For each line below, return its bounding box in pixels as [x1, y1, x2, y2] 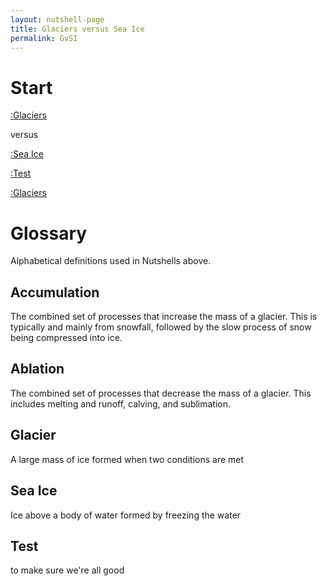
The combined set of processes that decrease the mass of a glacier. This [10, 387, 312, 399]
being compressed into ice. [10, 332, 123, 344]
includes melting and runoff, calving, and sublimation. [10, 397, 232, 410]
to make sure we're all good [10, 564, 125, 576]
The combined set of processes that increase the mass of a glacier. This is [10, 311, 318, 323]
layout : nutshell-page [10, 14, 105, 25]
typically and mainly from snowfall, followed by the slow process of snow [10, 321, 312, 333]
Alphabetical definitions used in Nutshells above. [10, 255, 212, 267]
